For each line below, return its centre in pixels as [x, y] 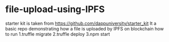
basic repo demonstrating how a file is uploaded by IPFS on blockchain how [84, 28]
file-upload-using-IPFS [55, 9]
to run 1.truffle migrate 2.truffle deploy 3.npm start [58, 34]
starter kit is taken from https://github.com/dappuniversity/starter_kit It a [81, 23]
